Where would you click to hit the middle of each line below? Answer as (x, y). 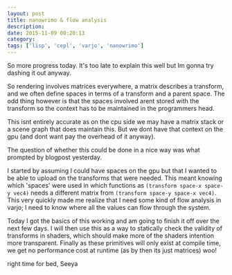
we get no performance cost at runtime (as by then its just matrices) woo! (112, 250)
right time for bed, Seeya (43, 264)
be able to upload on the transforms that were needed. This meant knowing (115, 178)
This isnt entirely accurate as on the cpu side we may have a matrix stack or (115, 122)
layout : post (26, 14)
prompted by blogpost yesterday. (55, 157)
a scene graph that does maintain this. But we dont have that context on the (115, 129)
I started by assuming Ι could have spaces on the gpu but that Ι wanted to (112, 171)
